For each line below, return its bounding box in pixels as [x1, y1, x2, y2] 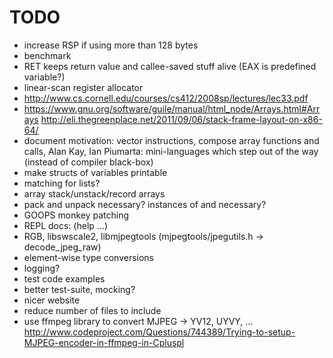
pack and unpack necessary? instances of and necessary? [23, 198, 267, 210]
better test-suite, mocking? [23, 283, 136, 295]
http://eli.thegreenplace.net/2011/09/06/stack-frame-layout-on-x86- [40, 113, 323, 125]
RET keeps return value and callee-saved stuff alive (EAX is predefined [23, 60, 317, 72]
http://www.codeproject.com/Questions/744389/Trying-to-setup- [23, 326, 296, 338]
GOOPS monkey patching [23, 209, 130, 221]
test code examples [23, 272, 106, 285]
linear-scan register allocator [23, 81, 144, 93]
